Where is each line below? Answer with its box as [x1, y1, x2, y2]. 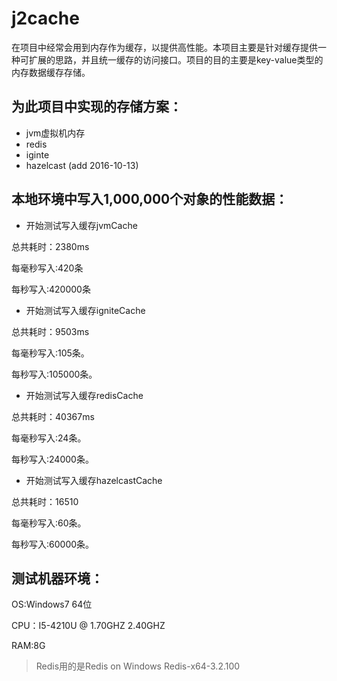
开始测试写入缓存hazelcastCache [25, 474, 163, 486]
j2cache [11, 7, 80, 30]
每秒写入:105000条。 [11, 368, 98, 380]
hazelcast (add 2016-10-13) [25, 159, 139, 171]
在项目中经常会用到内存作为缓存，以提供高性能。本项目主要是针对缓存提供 [11, 41, 318, 53]
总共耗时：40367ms [11, 410, 95, 422]
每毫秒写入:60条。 [11, 517, 87, 529]
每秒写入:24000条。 [11, 453, 94, 465]
